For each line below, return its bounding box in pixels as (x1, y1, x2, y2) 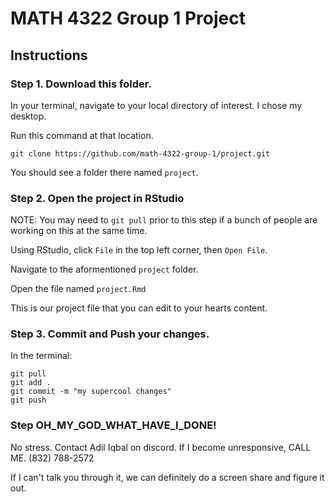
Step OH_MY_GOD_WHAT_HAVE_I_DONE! (10, 418, 217, 432)
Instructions (10, 47, 88, 64)
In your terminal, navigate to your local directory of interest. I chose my (10, 99, 303, 111)
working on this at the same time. (10, 225, 148, 237)
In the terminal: (10, 350, 73, 362)
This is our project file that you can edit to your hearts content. (10, 302, 268, 314)
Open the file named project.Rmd (10, 283, 147, 295)
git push (10, 395, 47, 406)
